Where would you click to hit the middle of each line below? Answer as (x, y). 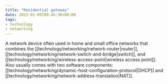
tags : (11, 19)
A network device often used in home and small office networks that (77, 43)
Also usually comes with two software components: (59, 65)
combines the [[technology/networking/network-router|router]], (72, 49)
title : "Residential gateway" (37, 10)
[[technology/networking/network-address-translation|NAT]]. (69, 76)
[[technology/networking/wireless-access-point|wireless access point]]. (81, 60)
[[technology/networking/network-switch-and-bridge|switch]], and (75, 54)
